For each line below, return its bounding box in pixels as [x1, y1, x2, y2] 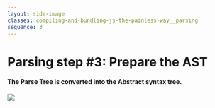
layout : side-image [7, 10, 65, 18]
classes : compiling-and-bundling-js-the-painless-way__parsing [7, 17, 199, 24]
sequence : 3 [7, 23, 43, 30]
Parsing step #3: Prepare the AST [7, 54, 208, 70]
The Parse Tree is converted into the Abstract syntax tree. [7, 78, 182, 86]
